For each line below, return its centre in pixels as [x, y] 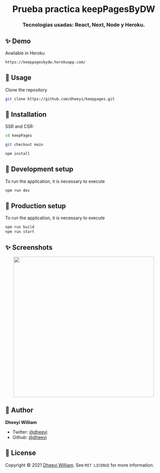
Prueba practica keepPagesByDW [84, 9]
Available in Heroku [25, 53]
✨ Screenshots [29, 247]
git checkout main [24, 145]
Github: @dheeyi [29, 437]
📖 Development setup [39, 169]
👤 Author [19, 410]
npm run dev [17, 190]
